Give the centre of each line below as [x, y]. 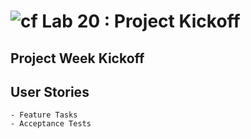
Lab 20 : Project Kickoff [141, 21]
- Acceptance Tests [51, 124]
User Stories [50, 91]
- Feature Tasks [44, 115]
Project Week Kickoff [77, 58]
